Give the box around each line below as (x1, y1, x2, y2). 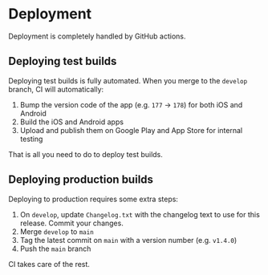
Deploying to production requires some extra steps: (8, 194, 179, 204)
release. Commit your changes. (19, 218, 124, 228)
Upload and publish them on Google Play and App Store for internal (19, 125, 243, 135)
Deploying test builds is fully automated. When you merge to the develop (8, 75, 248, 85)
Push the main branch (19, 244, 91, 253)
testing (19, 134, 43, 144)
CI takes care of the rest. (8, 259, 91, 269)
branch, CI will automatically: (8, 84, 104, 94)
